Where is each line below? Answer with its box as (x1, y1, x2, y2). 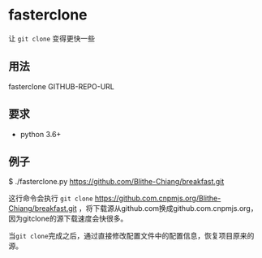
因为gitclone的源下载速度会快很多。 (8, 213, 128, 224)
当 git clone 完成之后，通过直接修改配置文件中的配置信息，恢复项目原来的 (8, 231, 255, 241)
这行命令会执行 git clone (8, 193, 93, 204)
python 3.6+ (19, 129, 62, 139)
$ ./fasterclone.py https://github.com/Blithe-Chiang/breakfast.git (8, 177, 225, 187)
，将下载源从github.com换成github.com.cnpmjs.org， (78, 204, 258, 213)
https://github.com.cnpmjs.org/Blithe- (94, 193, 221, 204)
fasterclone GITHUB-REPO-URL (8, 81, 115, 91)
